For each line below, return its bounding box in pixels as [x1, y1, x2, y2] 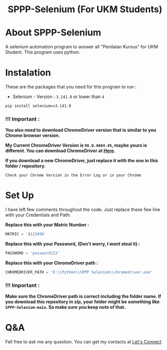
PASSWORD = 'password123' [5, 251, 60, 256]
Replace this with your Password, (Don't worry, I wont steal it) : [5, 241, 140, 247]
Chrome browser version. [5, 132, 60, 138]
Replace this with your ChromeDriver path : [5, 259, 98, 266]
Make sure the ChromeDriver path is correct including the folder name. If [5, 294, 161, 300]
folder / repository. [5, 163, 46, 169]
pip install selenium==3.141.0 [5, 103, 71, 109]
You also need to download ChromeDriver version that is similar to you [5, 127, 156, 133]
